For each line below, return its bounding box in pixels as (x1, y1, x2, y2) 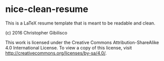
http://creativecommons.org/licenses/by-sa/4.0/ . (5, 50, 107, 56)
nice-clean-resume (5, 3, 89, 15)
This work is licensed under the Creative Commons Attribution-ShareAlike (5, 39, 159, 45)
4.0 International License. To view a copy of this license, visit (5, 44, 132, 50)
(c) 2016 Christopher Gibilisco (5, 29, 67, 35)
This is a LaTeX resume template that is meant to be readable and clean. (5, 20, 155, 26)
